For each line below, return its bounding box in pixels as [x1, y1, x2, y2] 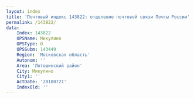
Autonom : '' [16, 57, 46, 63]
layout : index [6, 8, 41, 15]
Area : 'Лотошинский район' [16, 62, 83, 69]
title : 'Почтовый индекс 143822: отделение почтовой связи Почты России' [6, 14, 190, 20]
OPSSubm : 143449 [16, 47, 57, 52]
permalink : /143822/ [6, 19, 57, 25]
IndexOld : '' [16, 84, 49, 90]
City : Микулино [16, 68, 54, 74]
